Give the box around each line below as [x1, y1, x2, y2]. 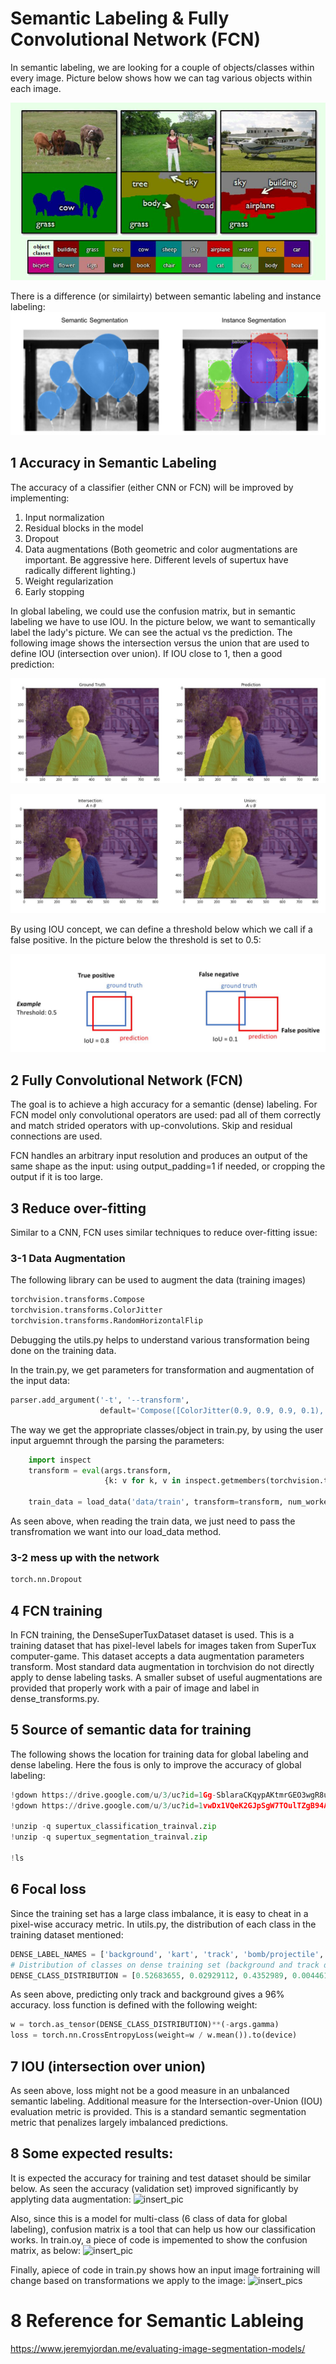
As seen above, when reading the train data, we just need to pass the [10, 1515, 296, 1527]
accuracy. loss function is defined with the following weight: [10, 1999, 258, 2011]
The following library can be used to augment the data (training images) [10, 1274, 307, 1286]
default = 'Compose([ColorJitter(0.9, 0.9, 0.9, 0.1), [99, 1405, 325, 1416]
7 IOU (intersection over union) [10, 2058, 207, 2075]
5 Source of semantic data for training [10, 1722, 252, 1739]
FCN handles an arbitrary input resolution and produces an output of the [10, 1150, 308, 1162]
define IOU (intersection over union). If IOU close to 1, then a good [10, 647, 283, 659]
